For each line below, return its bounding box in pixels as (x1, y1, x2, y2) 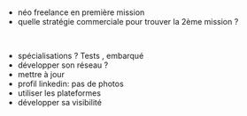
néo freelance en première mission (17, 7, 145, 18)
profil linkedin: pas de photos (17, 78, 124, 90)
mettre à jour (17, 69, 65, 80)
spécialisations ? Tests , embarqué (17, 51, 144, 62)
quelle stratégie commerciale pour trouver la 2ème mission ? (17, 17, 239, 27)
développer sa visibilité (17, 98, 102, 108)
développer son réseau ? (17, 60, 109, 70)
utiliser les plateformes (17, 88, 102, 98)
